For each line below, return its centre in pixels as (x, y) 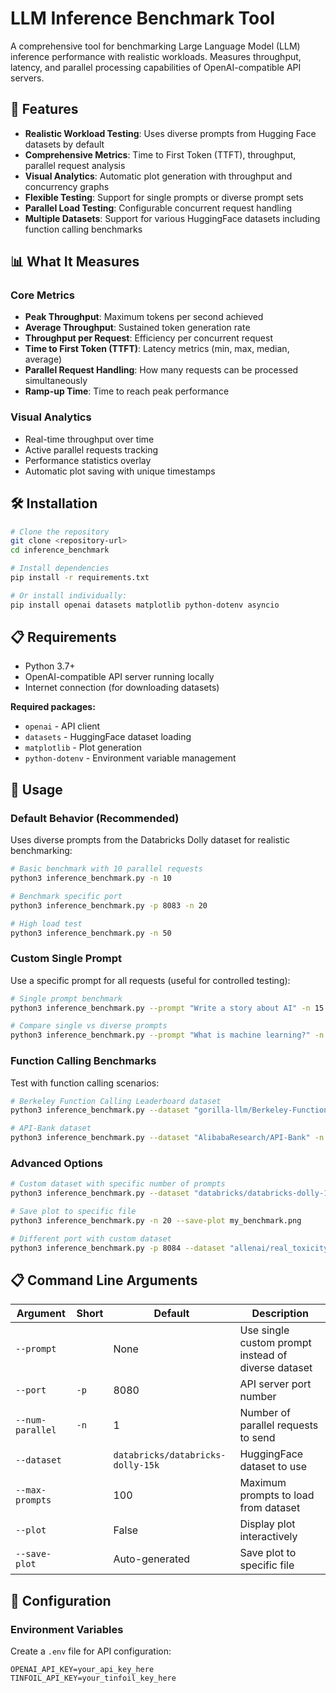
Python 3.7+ (50, 666)
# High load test (46, 923)
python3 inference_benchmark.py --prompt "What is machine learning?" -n (167, 1035)
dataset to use (273, 1467)
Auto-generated (152, 1559)
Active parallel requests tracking (91, 449)
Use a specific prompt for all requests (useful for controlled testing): (150, 980)
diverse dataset (276, 1368)
